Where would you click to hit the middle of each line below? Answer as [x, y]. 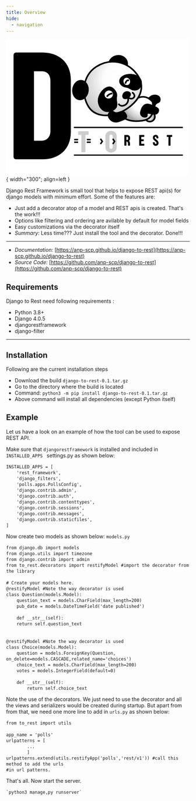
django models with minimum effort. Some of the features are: [81, 197]
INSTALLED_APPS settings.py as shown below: [61, 455]
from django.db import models [43, 547]
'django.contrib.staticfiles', [55, 519]
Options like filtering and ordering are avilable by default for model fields [101, 221]
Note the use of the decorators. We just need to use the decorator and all [94, 699]
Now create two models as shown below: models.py [68, 536]
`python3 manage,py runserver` [44, 792]
